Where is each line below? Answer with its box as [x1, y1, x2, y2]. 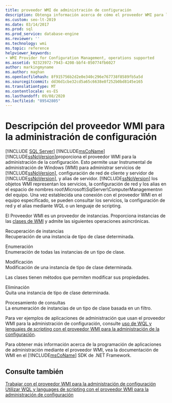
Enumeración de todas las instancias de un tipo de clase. [5, 249, 125, 255]
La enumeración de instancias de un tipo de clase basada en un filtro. [5, 305, 152, 311]
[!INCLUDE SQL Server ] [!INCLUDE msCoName [5, 148, 104, 155]
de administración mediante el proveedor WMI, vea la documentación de [5, 347, 159, 353]
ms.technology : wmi [5, 41, 47, 46]
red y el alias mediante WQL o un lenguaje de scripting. [5, 203, 122, 209]
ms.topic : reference [5, 46, 50, 51]
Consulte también [5, 367, 63, 376]
